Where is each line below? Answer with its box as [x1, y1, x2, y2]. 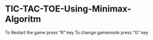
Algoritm [5, 13, 41, 25]
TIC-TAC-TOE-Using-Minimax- [5, 3, 132, 14]
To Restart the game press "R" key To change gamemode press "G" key [5, 29, 149, 35]
